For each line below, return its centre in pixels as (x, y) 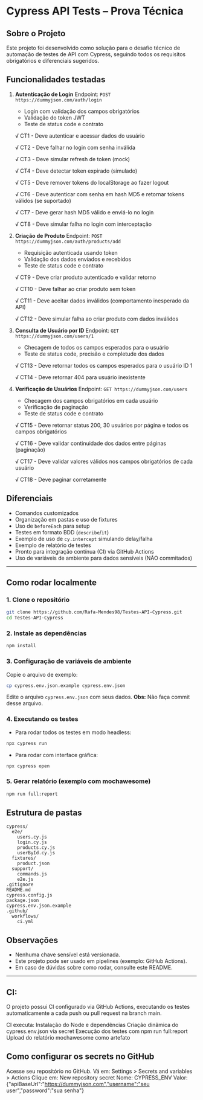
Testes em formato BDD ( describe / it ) (62, 532)
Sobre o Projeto (36, 34)
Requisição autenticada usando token (71, 252)
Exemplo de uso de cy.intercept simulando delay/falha (84, 539)
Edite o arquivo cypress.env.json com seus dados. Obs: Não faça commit (98, 697)
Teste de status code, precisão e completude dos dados (94, 354)
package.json (23, 901)
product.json (34, 864)
